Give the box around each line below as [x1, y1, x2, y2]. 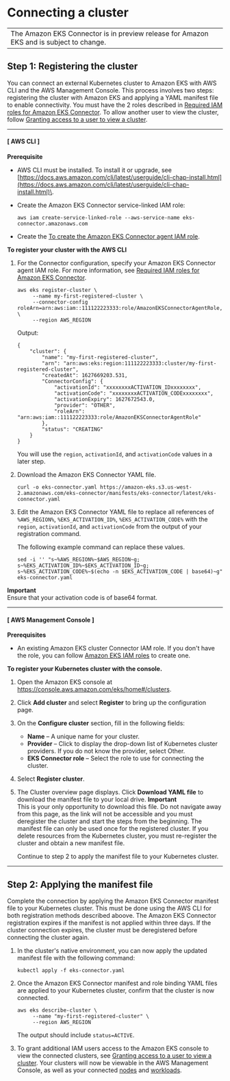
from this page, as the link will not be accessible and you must [16, 810, 193, 818]
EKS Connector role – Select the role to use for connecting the [27, 754, 204, 762]
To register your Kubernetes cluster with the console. [7, 665, 163, 673]
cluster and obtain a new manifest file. [16, 839, 125, 847]
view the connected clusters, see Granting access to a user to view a [16, 1051, 212, 1060]
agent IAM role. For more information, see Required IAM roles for [16, 266, 200, 274]
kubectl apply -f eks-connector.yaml [16, 967, 125, 974]
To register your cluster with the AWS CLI [7, 245, 127, 254]
